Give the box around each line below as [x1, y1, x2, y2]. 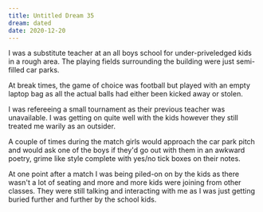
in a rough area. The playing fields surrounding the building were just [8, 57, 235, 66]
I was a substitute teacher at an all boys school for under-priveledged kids [8, 49, 253, 58]
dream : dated [8, 19, 52, 27]
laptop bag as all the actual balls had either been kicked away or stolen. [8, 89, 243, 99]
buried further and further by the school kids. [8, 194, 157, 204]
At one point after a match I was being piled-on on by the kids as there [8, 169, 240, 179]
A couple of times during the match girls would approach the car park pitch [8, 137, 255, 147]
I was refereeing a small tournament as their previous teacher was [8, 104, 226, 114]
